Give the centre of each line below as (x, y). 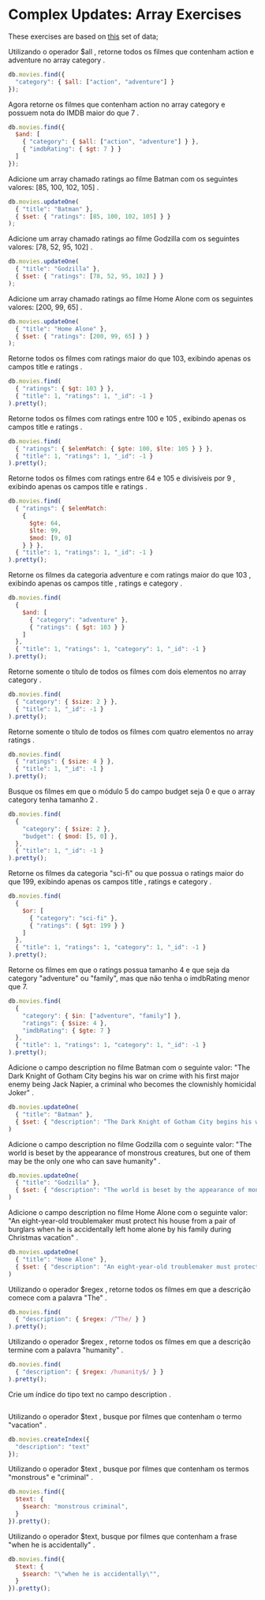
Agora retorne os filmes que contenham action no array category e (117, 104)
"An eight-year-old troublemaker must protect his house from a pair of (122, 1221)
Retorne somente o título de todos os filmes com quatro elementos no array (131, 731)
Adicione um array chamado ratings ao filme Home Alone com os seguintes (131, 298)
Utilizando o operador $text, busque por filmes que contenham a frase (123, 1536)
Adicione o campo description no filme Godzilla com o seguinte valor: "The (130, 1144)
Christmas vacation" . (43, 1238)
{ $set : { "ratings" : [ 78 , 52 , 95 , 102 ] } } (90, 277)
